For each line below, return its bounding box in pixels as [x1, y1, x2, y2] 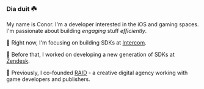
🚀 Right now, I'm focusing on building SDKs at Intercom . [6, 39, 147, 46]
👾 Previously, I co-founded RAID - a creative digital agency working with [6, 69, 188, 77]
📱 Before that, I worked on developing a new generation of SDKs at [6, 51, 175, 59]
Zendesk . [6, 57, 31, 65]
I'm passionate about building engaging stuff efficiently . [6, 27, 147, 35]
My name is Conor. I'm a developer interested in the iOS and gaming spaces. [6, 21, 199, 28]
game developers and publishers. [6, 76, 90, 83]
